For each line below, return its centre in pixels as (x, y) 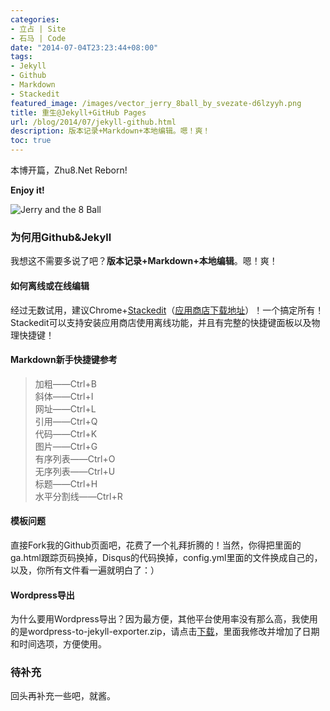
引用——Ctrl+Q (66, 421)
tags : (21, 57)
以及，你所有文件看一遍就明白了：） (85, 570)
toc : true (31, 141)
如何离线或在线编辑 (50, 285)
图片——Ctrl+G (66, 446)
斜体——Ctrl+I (64, 396)
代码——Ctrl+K (66, 433)
